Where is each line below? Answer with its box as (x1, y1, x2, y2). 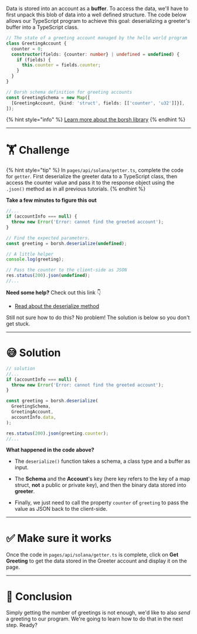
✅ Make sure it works (6, 531, 112, 545)
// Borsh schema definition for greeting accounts (6, 89, 133, 95)
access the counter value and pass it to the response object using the (6, 179, 175, 187)
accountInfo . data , (11, 414, 57, 420)
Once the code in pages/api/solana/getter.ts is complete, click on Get (6, 551, 179, 558)
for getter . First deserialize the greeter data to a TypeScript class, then (6, 173, 178, 180)
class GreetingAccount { (6, 40, 67, 46)
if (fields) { (16, 57, 51, 63)
